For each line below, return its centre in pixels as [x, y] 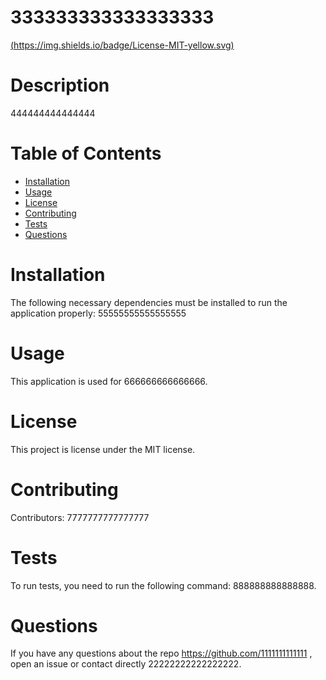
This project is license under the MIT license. [103, 449]
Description [60, 85]
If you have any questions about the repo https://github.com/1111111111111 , [161, 653]
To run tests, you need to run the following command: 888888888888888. [163, 585]
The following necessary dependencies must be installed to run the [149, 302]
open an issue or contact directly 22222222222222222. [126, 664]
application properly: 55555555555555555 [98, 313]
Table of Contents [86, 153]
